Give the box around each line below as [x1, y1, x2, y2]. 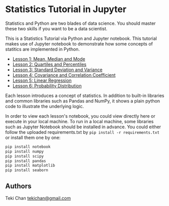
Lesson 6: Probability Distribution [12, 82, 82, 89]
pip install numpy [5, 149, 44, 154]
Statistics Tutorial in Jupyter [5, 4, 127, 15]
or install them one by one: [5, 134, 61, 140]
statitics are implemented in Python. [5, 46, 80, 52]
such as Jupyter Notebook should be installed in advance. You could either [5, 124, 161, 130]
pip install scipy [5, 153, 44, 159]
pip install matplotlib [5, 163, 55, 168]
